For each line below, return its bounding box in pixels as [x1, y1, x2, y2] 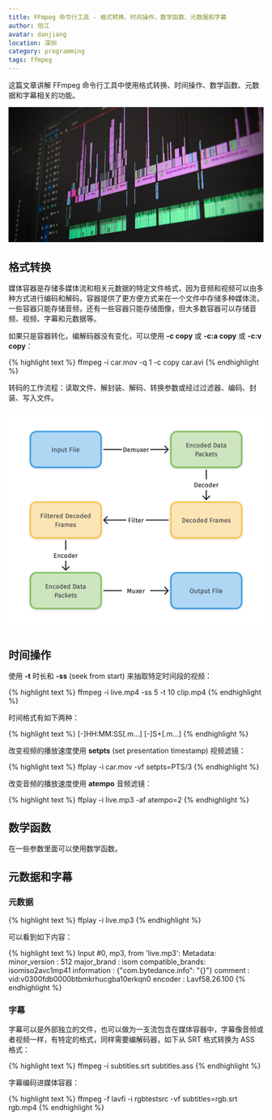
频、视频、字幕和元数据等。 [8, 314, 101, 324]
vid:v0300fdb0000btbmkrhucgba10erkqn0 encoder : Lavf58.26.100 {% [8, 974, 246, 984]
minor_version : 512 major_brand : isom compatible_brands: [8, 957, 206, 966]
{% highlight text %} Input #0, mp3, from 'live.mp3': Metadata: [8, 948, 217, 958]
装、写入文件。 [8, 393, 58, 403]
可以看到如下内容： [8, 932, 73, 941]
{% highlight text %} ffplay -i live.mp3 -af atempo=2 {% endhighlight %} [8, 795, 249, 805]
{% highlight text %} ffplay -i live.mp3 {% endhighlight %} [8, 915, 202, 925]
